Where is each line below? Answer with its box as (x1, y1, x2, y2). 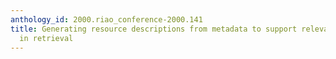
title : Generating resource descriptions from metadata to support (10, 24, 298, 34)
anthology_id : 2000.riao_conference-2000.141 (10, 14, 203, 25)
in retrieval (19, 33, 74, 43)
